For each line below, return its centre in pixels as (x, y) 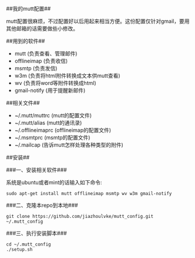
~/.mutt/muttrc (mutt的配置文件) (53, 115)
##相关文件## (23, 103)
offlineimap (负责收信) (41, 61)
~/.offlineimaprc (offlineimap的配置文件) (63, 130)
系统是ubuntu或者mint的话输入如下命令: (54, 182)
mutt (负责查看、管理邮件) (46, 54)
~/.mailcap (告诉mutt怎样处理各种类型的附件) (69, 145)
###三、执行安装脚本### (37, 233)
